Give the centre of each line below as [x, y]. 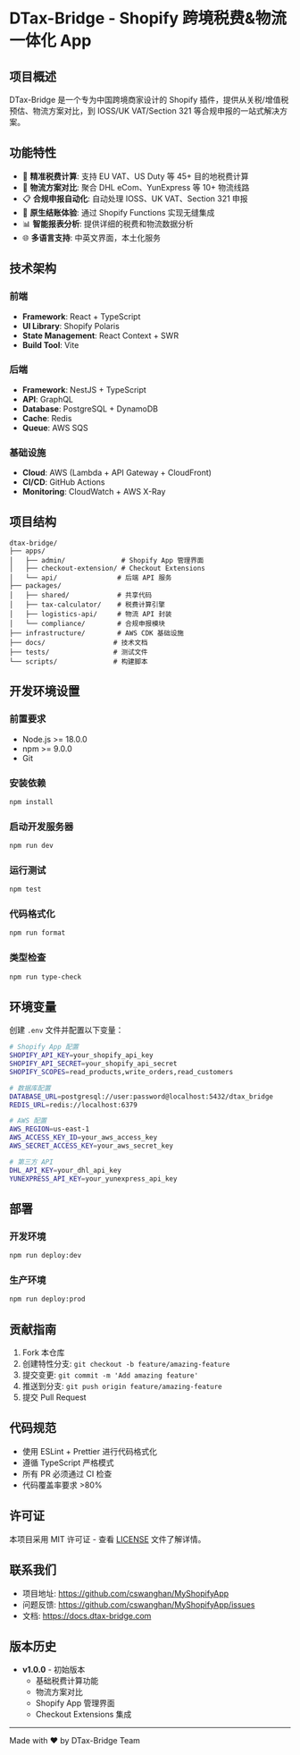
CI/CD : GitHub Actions [63, 482]
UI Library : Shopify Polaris [71, 326]
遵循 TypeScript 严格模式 [68, 1462]
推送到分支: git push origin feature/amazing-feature [122, 1386]
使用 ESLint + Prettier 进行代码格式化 [90, 1451]
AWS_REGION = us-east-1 [50, 1129]
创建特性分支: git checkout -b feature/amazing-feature [126, 1364]
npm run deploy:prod [48, 1299]
